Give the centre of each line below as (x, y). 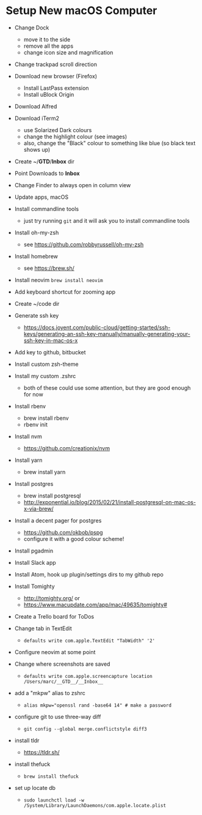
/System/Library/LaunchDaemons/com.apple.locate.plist (95, 805)
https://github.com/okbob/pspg (63, 532)
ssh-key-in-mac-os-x (51, 340)
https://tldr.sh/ (41, 752)
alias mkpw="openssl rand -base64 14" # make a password (98, 705)
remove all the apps (49, 46)
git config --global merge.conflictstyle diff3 (85, 729)
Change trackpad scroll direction (56, 64)
